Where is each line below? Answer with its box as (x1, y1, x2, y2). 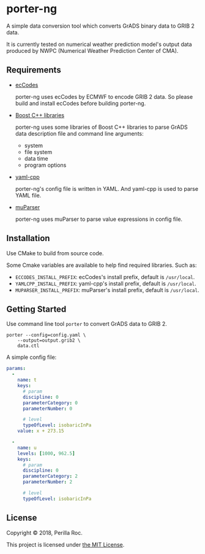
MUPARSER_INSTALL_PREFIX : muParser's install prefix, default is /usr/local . (15, 286, 199, 293)
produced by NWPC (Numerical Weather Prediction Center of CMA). (6, 47, 179, 54)
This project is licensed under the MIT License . (6, 541, 125, 548)
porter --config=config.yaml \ (6, 332, 86, 339)
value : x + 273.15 (17, 428, 64, 434)
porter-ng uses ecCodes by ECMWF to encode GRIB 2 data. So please (15, 93, 193, 100)
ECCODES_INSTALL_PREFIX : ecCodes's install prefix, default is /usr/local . (15, 273, 195, 280)
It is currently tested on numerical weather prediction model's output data (6, 40, 192, 48)
